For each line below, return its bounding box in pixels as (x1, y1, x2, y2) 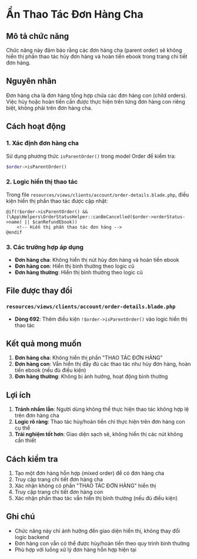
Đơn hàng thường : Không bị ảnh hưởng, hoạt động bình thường (14, 373, 168, 380)
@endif (6, 229, 22, 235)
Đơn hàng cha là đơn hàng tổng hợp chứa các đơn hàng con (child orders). (6, 92, 187, 99)
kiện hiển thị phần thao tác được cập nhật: (6, 197, 108, 204)
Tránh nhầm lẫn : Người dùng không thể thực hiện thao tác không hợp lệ (14, 405, 189, 413)
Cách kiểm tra (6, 454, 58, 464)
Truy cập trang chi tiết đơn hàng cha (14, 476, 103, 483)
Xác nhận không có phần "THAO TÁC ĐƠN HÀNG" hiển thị (14, 482, 156, 490)
